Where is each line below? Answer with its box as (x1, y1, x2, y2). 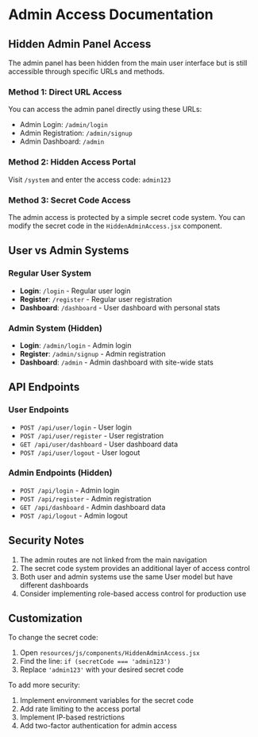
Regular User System (8, 268, 91, 279)
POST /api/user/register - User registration (19, 430, 164, 440)
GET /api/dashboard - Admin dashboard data (19, 502, 166, 511)
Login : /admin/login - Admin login (19, 340, 132, 350)
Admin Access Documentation (8, 6, 214, 24)
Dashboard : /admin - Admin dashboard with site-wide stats (19, 357, 214, 367)
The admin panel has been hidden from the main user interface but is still (8, 58, 248, 68)
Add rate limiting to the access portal (19, 704, 141, 714)
